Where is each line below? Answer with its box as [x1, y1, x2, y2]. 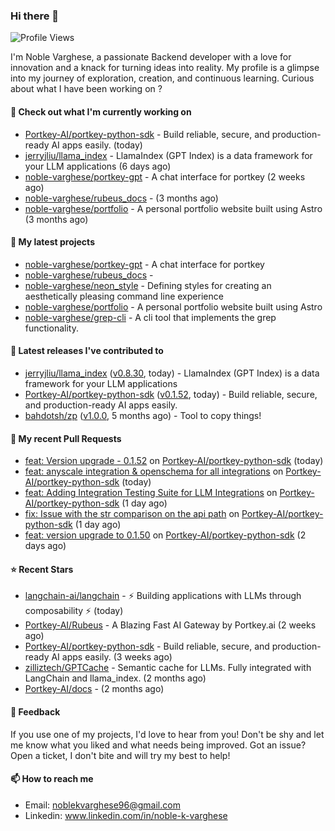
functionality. [24, 322, 79, 334]
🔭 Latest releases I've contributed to [10, 345, 164, 357]
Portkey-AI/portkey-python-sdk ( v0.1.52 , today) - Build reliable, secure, [24, 388, 318, 400]
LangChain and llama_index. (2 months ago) [24, 672, 207, 684]
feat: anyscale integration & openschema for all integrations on [24, 465, 284, 478]
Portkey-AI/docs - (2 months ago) [24, 683, 165, 695]
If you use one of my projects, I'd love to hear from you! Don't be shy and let [10, 728, 325, 740]
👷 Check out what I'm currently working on [10, 105, 192, 118]
